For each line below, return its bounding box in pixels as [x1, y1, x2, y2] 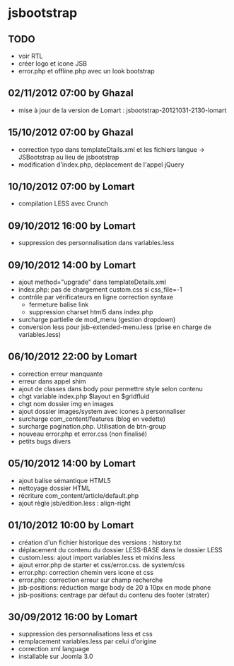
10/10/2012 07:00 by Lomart [8, 181, 135, 193]
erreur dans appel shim [18, 376, 86, 386]
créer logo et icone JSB [18, 59, 88, 68]
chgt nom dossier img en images [18, 399, 114, 408]
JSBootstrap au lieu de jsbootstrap [18, 153, 119, 161]
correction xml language [18, 645, 90, 653]
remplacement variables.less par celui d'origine [18, 637, 157, 646]
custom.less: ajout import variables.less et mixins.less [18, 553, 175, 561]
